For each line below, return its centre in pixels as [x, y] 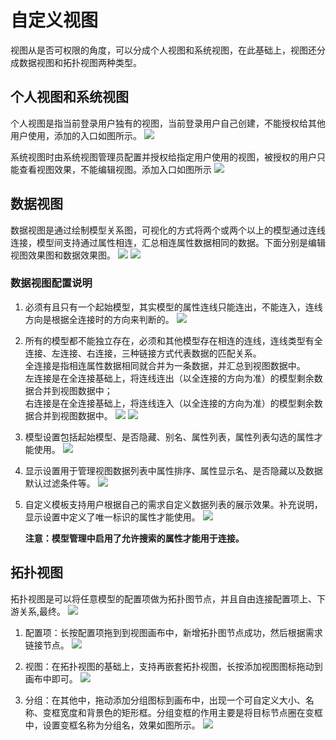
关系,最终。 [42, 611]
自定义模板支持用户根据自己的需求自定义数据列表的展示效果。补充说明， [173, 504]
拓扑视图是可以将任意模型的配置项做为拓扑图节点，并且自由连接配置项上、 [163, 598]
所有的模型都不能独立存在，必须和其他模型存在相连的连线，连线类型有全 [173, 340]
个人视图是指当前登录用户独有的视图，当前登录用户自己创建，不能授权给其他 [168, 123]
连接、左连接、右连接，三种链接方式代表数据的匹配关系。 [143, 353]
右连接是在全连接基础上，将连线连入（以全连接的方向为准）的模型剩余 [169, 403]
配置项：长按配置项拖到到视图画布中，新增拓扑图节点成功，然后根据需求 [173, 632]
